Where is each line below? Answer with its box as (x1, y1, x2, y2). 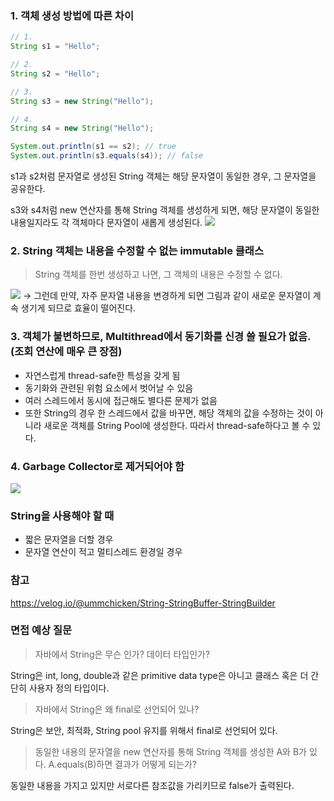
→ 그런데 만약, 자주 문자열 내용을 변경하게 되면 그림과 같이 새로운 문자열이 (22, 290, 311, 302)
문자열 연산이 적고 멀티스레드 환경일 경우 (24, 546, 183, 558)
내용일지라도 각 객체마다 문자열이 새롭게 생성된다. (10, 217, 203, 229)
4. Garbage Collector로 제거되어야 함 (10, 459, 185, 473)
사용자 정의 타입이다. (28, 682, 110, 694)
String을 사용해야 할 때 (10, 508, 115, 522)
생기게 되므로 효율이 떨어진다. (20, 302, 137, 314)
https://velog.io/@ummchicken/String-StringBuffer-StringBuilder (10, 597, 276, 609)
